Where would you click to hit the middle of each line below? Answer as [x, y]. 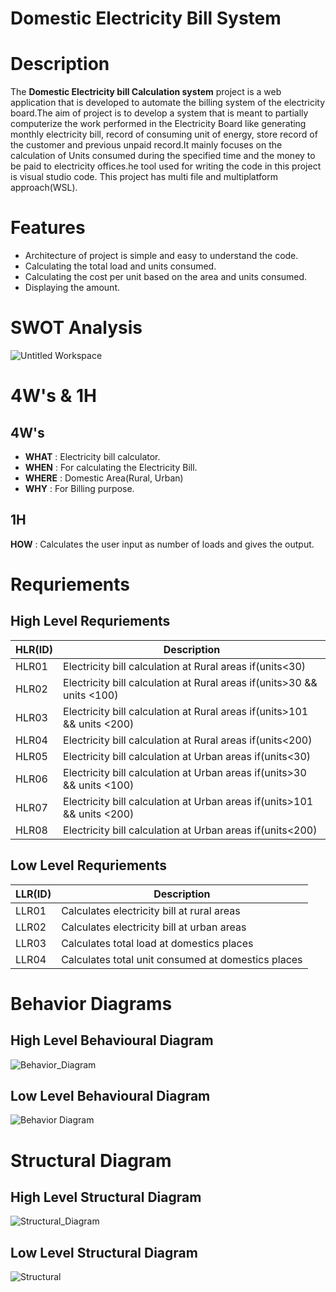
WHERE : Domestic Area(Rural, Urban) [104, 478]
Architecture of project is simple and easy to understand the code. [161, 256]
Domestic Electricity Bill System [146, 18]
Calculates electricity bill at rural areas [151, 910]
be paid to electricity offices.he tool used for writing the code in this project [166, 166]
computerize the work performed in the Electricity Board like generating [158, 124]
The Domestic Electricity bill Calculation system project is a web [146, 92]
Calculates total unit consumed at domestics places [182, 959]
